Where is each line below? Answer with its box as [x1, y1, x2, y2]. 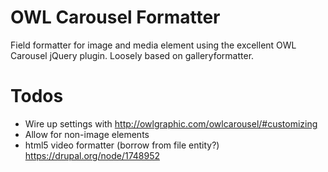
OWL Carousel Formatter [10, 6, 221, 29]
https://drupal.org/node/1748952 [24, 149, 160, 161]
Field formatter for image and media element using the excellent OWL [10, 39, 297, 51]
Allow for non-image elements [24, 128, 150, 140]
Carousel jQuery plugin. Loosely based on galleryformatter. [10, 49, 255, 61]
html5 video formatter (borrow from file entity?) [24, 139, 220, 151]
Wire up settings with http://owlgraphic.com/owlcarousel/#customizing [24, 117, 318, 130]
